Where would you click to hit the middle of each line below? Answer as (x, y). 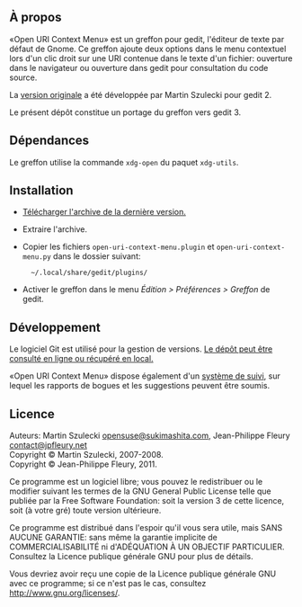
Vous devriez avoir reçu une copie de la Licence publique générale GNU (143, 574)
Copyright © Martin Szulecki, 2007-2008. (86, 455)
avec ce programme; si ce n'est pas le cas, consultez (108, 584)
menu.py (36, 257)
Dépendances (49, 141)
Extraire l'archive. (55, 229)
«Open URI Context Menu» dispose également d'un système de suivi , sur (145, 376)
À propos (36, 18)
